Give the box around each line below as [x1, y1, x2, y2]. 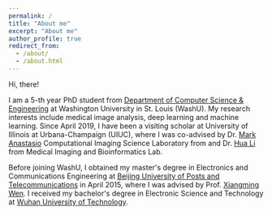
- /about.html [15, 58, 63, 66]
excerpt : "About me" [8, 27, 79, 35]
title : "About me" [8, 19, 71, 28]
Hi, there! [8, 79, 40, 89]
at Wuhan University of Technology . [8, 196, 128, 207]
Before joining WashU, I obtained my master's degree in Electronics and [8, 162, 248, 172]
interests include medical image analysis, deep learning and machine [8, 112, 240, 122]
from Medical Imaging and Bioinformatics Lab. [8, 147, 163, 157]
